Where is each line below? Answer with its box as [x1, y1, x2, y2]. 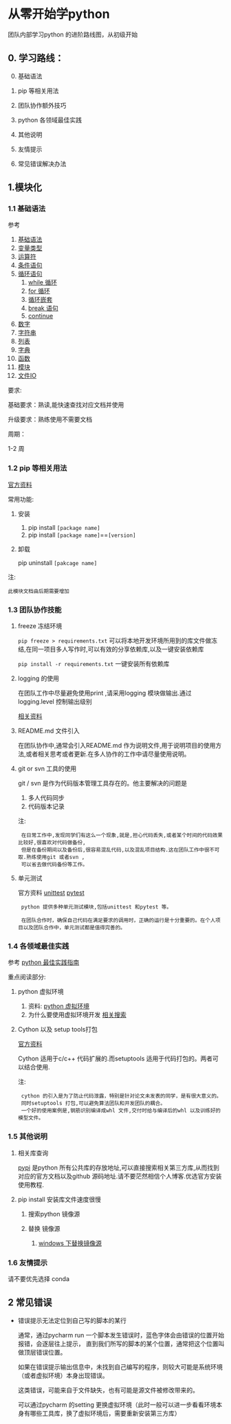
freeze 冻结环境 [17, 622, 63, 630]
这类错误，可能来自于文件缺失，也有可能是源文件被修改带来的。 [17, 1386, 199, 1394]
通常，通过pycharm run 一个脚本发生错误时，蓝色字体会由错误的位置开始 [17, 1331, 225, 1339]
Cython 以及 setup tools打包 [17, 1025, 98, 1034]
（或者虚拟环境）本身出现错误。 [17, 1371, 109, 1379]
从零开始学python [8, 6, 110, 22]
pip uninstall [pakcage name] [17, 558, 98, 567]
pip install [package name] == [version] [27, 531, 136, 539]
